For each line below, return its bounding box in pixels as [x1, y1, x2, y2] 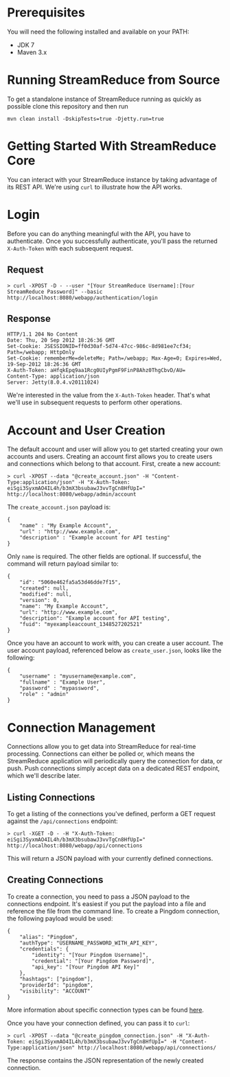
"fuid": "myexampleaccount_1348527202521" [19, 621, 143, 628]
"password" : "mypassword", [19, 685, 100, 692]
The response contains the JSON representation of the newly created [7, 1056, 204, 1065]
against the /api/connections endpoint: [7, 817, 118, 825]
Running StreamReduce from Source [7, 72, 220, 88]
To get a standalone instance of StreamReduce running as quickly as [7, 95, 202, 103]
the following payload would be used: [7, 914, 113, 923]
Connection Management [7, 719, 156, 735]
